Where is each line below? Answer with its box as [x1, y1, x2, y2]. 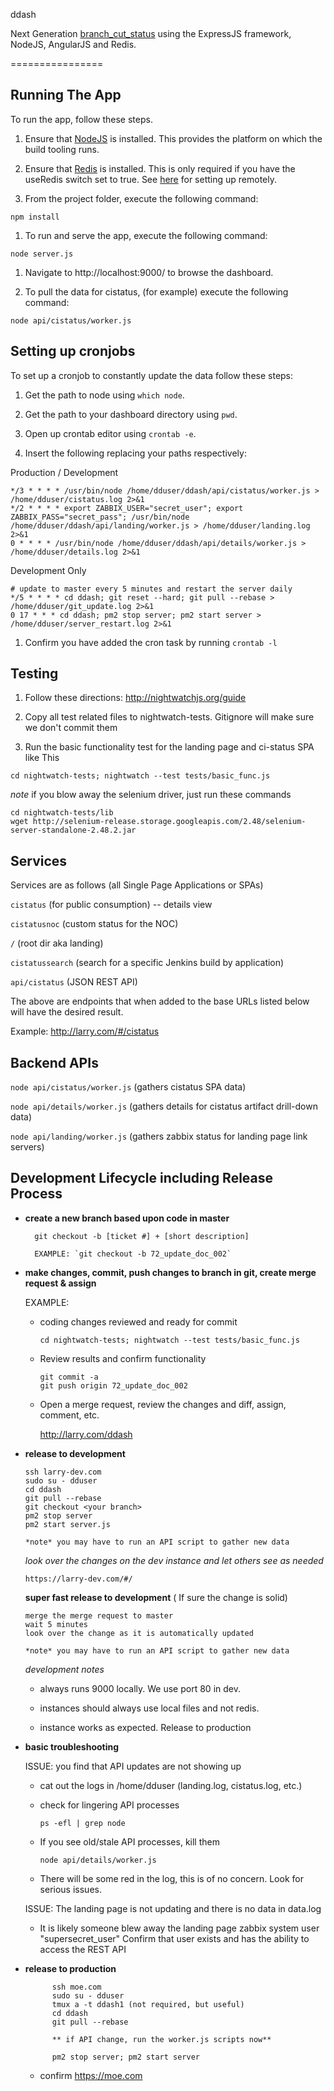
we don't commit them [24, 722, 118, 734]
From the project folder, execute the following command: [24, 192, 259, 204]
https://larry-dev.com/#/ [24, 1574, 133, 1584]
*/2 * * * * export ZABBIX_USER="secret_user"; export [10, 503, 244, 513]
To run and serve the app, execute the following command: [24, 229, 268, 241]
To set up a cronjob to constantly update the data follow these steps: [10, 369, 294, 381]
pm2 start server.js [24, 1519, 111, 1529]
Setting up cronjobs [10, 343, 136, 360]
